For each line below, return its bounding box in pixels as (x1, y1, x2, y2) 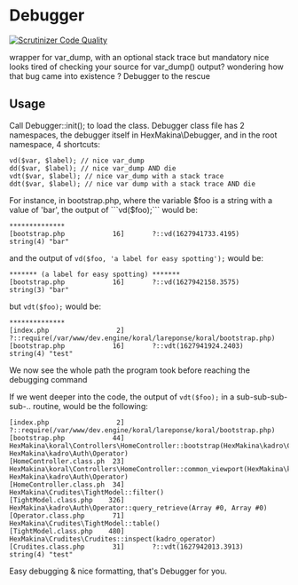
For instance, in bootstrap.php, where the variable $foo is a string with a (9, 194, 273, 205)
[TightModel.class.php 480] (9, 526, 125, 535)
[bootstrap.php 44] (9, 433, 125, 442)
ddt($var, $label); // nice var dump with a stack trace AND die (9, 179, 255, 188)
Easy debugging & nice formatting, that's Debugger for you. (9, 565, 228, 576)
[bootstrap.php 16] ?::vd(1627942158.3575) (9, 277, 240, 287)
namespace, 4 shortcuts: (9, 138, 100, 149)
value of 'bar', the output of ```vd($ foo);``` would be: (9, 204, 198, 215)
